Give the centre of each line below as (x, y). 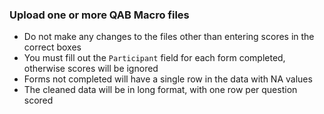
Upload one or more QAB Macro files (99, 15)
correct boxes (52, 47)
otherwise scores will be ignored (91, 69)
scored (38, 100)
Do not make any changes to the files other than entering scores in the (169, 37)
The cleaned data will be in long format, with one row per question (160, 90)
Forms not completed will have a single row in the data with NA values (168, 79)
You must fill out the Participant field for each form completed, (154, 58)
